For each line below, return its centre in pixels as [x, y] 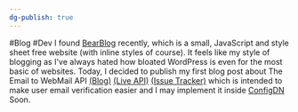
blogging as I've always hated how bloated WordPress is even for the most [146, 61]
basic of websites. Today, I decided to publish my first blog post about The [146, 71]
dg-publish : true [41, 17]
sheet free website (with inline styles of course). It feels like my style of [140, 52]
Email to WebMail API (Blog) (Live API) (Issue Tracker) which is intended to [146, 80]
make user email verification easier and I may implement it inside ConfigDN [147, 90]
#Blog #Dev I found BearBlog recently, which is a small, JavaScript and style [149, 43]
